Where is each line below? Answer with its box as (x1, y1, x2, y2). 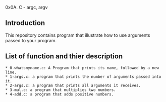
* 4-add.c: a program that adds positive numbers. (5, 91, 114, 97)
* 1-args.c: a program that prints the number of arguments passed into (5, 74, 161, 79)
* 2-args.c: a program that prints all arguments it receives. (5, 83, 141, 88)
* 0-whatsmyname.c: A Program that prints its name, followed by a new (5, 65, 159, 70)
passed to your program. (5, 37, 57, 43)
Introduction (5, 19, 45, 27)
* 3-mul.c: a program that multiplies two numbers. (5, 87, 116, 92)
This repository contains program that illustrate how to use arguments (5, 32, 150, 38)
